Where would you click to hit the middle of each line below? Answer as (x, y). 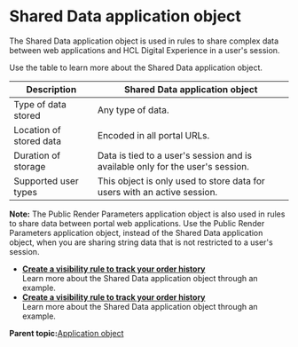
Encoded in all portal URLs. (153, 135)
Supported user (46, 181)
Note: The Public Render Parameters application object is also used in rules (147, 214)
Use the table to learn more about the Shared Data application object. (136, 67)
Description (51, 89)
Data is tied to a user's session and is (175, 155)
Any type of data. (133, 110)
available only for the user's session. (173, 166)
